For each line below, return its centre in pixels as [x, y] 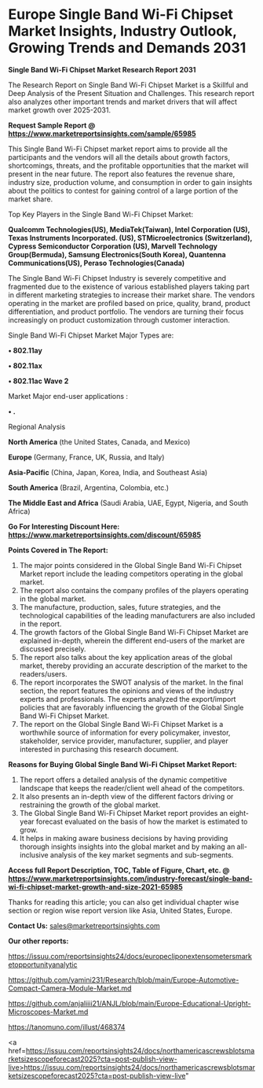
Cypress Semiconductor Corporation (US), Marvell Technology [113, 246]
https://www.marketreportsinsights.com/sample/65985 [102, 133]
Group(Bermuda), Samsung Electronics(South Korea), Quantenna [117, 254]
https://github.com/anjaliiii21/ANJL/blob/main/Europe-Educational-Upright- [130, 1003]
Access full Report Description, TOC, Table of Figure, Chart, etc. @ [119, 870]
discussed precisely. [53, 649]
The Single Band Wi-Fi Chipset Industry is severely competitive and [117, 278]
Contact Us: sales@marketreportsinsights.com [84, 925]
